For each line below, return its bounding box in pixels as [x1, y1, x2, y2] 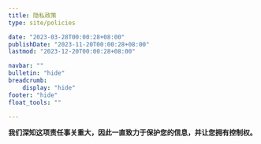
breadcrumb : [8, 76, 47, 84]
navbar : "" [8, 62, 44, 70]
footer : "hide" [8, 91, 58, 99]
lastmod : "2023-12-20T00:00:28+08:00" [8, 48, 136, 56]
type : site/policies [8, 19, 76, 27]
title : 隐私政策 [8, 11, 57, 20]
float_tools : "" [8, 98, 62, 106]
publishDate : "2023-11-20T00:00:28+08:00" [8, 40, 150, 48]
